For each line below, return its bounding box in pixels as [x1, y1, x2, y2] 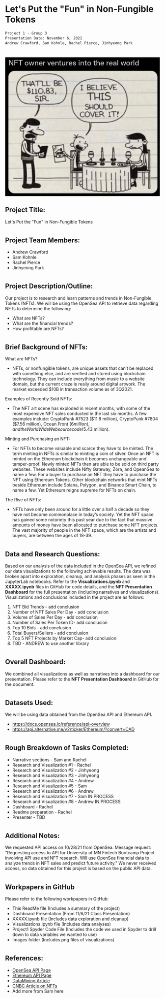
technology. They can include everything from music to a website [12, 376, 145, 382]
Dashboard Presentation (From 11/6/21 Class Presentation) [12, 911, 130, 917]
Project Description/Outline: [5, 282, 93, 290]
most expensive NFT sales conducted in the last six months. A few [12, 411, 147, 417]
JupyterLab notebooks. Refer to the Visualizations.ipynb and [5, 579, 130, 584]
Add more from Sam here [12, 988, 64, 994]
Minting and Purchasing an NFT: [5, 436, 70, 442]
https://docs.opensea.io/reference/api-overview [12, 721, 110, 727]
